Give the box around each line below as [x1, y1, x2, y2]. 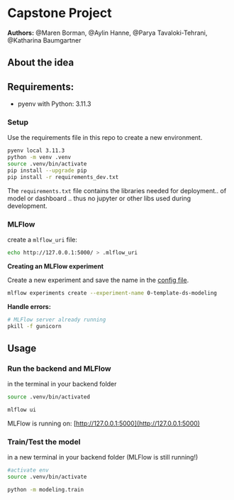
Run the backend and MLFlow [7, 364, 111, 374]
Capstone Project [7, 5, 112, 21]
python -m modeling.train [7, 487, 84, 494]
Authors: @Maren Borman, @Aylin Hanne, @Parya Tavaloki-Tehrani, [7, 28, 208, 37]
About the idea [7, 57, 74, 69]
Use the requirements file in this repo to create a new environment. [7, 134, 203, 142]
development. [7, 201, 48, 210]
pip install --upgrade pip [7, 167, 87, 175]
